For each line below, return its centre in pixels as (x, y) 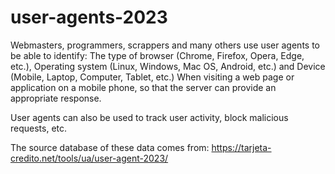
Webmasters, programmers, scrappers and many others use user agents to (165, 45)
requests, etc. (39, 128)
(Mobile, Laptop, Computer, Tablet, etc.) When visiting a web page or (152, 77)
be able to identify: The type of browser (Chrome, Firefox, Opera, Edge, (157, 55)
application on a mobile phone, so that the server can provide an (143, 87)
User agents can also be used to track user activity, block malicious (149, 117)
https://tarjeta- (241, 147)
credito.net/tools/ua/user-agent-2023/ (89, 158)
